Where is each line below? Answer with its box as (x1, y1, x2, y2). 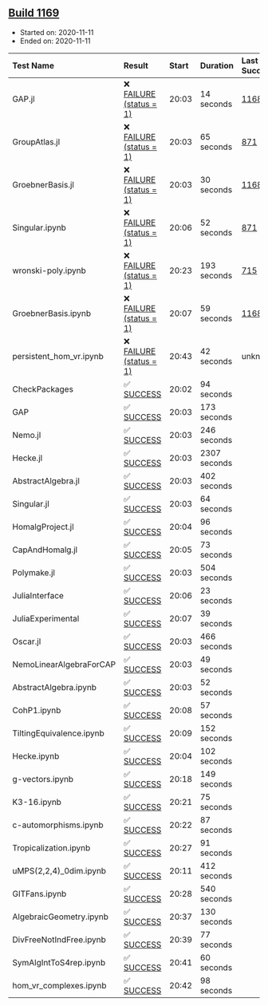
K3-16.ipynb (12, 796, 62, 807)
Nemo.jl (12, 429, 41, 440)
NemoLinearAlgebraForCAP (12, 658, 116, 669)
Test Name (12, 60, 54, 71)
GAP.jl (12, 93, 35, 105)
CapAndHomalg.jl (12, 544, 78, 555)
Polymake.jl (12, 566, 56, 578)
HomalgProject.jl (12, 521, 74, 532)
